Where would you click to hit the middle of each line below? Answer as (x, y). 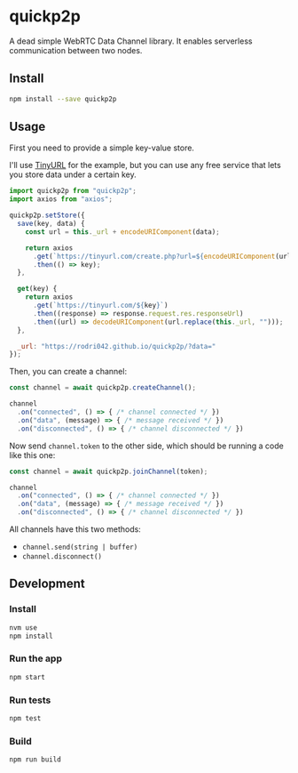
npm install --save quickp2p (63, 99)
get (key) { (37, 289)
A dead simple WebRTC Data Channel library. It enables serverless (131, 41)
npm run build (35, 760)
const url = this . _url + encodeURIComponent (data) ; (122, 232)
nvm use (24, 628)
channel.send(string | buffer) (80, 548)
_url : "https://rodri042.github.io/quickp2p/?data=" (117, 346)
